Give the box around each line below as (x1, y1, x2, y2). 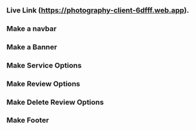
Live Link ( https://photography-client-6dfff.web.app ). (6, 5, 190, 15)
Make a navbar (6, 23, 57, 33)
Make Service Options (6, 60, 82, 70)
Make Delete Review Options (6, 97, 104, 107)
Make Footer (6, 116, 49, 125)
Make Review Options (6, 79, 80, 88)
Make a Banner (6, 42, 58, 51)
